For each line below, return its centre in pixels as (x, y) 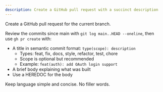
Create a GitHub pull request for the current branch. (58, 24)
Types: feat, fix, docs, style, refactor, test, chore (69, 53)
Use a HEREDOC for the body (42, 74)
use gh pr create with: (28, 39)
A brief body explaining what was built (51, 69)
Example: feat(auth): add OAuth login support (69, 64)
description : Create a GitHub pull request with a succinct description (82, 10)
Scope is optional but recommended (57, 59)
